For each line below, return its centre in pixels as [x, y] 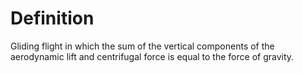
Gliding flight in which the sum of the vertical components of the [142, 46]
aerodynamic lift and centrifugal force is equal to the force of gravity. [152, 56]
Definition [52, 18]
